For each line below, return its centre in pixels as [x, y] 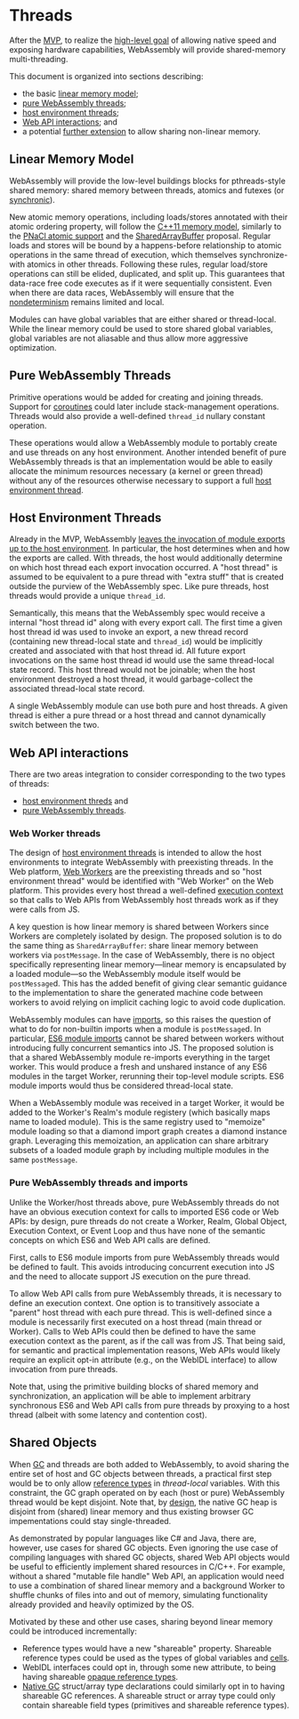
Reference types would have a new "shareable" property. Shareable [147, 1648]
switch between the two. [54, 725]
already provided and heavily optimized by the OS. [102, 1604]
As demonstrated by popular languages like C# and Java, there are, [133, 1538]
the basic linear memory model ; [80, 93]
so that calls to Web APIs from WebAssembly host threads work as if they [144, 900]
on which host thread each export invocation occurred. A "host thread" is [144, 568]
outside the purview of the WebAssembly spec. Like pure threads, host [139, 586]
